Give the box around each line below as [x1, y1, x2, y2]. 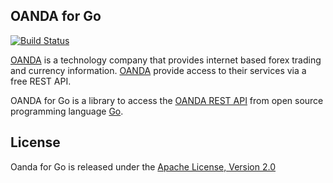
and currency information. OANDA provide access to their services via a [10, 64, 307, 76]
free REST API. [10, 75, 72, 87]
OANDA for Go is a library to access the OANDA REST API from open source [10, 94, 324, 106]
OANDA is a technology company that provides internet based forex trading [10, 54, 322, 66]
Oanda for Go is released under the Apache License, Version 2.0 [10, 160, 277, 173]
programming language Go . [10, 105, 124, 117]
